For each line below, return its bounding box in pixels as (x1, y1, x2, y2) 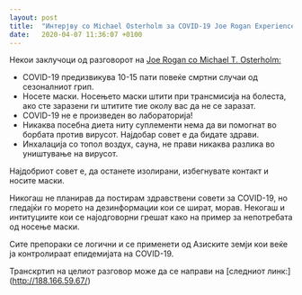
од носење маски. (9, 221, 80, 232)
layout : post (9, 13, 58, 22)
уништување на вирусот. (22, 148, 119, 159)
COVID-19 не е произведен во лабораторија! (22, 110, 193, 121)
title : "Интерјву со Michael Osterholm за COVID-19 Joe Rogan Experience (9, 22, 296, 31)
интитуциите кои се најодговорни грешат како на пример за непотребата (9, 212, 293, 223)
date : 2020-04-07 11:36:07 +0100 (9, 30, 143, 39)
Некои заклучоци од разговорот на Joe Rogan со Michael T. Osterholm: (9, 55, 281, 66)
